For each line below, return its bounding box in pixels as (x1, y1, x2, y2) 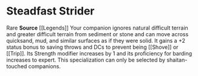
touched (6, 62, 27, 70)
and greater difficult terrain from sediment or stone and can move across (6, 30, 189, 37)
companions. (28, 62, 61, 70)
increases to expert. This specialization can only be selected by (6, 56, 166, 63)
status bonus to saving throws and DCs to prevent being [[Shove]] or (6, 43, 179, 51)
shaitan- (166, 56, 188, 63)
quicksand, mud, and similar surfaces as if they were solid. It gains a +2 (6, 37, 185, 44)
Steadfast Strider (6, 4, 95, 18)
